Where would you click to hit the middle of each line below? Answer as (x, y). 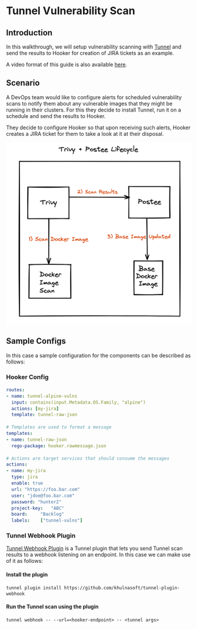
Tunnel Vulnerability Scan (71, 11)
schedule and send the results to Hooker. (56, 116)
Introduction (29, 33)
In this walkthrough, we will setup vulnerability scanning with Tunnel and (94, 47)
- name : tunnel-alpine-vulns (42, 396)
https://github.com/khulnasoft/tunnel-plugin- (122, 588)
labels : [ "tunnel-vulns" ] (47, 520)
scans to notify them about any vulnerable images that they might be (89, 103)
